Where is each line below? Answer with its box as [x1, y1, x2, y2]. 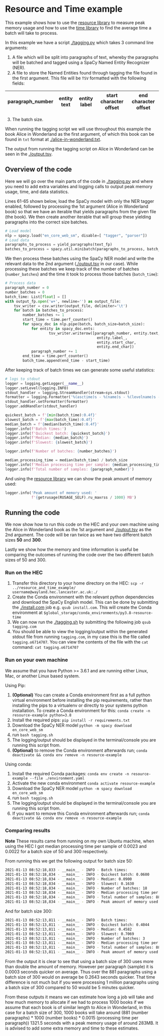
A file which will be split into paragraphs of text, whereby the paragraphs [12, 54, 159, 60]
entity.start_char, [97, 340, 137, 345]
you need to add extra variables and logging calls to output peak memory [5, 183, 153, 189]
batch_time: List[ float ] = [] [5, 294, 67, 299]
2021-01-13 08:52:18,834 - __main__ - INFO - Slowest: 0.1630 [5, 881, 134, 886]
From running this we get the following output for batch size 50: [5, 858, 133, 864]
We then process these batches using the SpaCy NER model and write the [5, 256, 155, 262]
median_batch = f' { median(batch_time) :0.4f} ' [5, 421, 99, 427]
